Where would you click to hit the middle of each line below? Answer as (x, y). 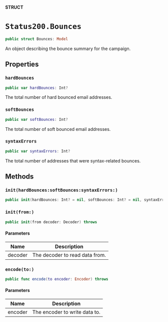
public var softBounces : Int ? (37, 119)
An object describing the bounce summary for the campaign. (68, 48)
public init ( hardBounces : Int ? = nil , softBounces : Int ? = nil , (73, 200)
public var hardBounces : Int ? (37, 88)
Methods (19, 177)
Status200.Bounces (43, 27)
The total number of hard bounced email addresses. (59, 97)
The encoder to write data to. (66, 312)
